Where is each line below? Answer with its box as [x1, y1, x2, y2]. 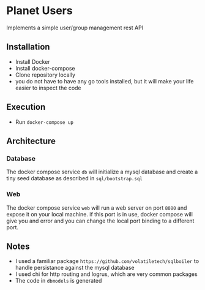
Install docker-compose [15, 64, 75, 72]
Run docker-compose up [15, 118, 73, 126]
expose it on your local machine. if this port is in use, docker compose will [6, 210, 193, 218]
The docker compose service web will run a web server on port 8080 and [6, 204, 187, 212]
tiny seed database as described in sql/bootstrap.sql [6, 175, 143, 182]
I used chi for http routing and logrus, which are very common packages [15, 270, 198, 278]
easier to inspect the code [15, 84, 81, 91]
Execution [6, 102, 46, 112]
